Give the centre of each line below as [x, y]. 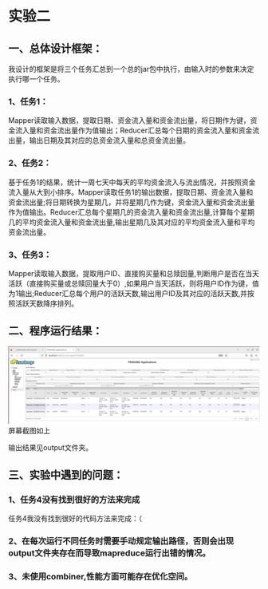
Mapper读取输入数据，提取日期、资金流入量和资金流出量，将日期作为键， [130, 121]
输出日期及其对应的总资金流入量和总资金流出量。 [109, 140]
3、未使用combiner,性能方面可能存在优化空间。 [100, 577]
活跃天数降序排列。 [46, 303]
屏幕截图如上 [29, 430]
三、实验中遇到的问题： [66, 475]
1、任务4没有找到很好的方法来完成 [74, 500]
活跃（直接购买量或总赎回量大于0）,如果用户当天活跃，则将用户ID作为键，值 [134, 283]
